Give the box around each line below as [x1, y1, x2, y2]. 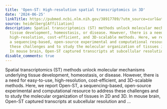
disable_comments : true [5, 53, 55, 58]
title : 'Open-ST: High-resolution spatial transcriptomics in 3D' [5, 7, 146, 12]
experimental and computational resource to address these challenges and [5, 88, 159, 94]
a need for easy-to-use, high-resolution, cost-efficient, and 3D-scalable [5, 77, 153, 83]
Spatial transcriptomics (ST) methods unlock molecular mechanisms [5, 67, 145, 73]
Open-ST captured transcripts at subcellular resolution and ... [5, 99, 131, 105]
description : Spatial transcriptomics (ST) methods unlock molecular [5, 26, 153, 31]
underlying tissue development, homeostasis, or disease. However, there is [5, 72, 159, 78]
